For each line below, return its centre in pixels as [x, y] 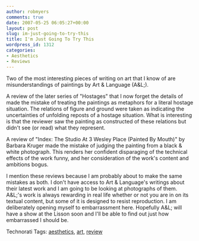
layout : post [22, 28]
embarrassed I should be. [37, 220]
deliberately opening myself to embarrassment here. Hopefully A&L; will [94, 207]
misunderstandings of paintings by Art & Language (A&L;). [78, 84]
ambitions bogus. [27, 164]
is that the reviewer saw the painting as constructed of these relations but [96, 121]
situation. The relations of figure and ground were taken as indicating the [95, 109]
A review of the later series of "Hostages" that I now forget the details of [94, 96]
